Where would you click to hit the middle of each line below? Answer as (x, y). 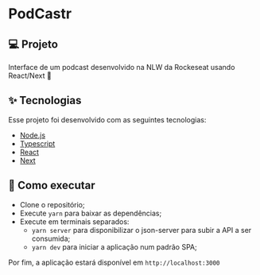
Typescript (37, 143)
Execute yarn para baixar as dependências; (91, 213)
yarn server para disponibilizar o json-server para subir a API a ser (142, 230)
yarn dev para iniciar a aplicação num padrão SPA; (114, 246)
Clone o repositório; (52, 204)
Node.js (33, 135)
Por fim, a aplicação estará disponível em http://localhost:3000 (114, 262)
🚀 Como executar (52, 186)
